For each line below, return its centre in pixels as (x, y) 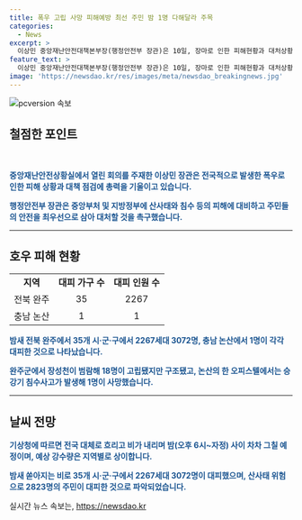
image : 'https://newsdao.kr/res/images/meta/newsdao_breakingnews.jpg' (146, 77)
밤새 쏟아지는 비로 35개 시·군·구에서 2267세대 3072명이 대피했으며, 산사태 (139, 476)
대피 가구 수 (81, 283)
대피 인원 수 (137, 283)
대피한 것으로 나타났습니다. (56, 351)
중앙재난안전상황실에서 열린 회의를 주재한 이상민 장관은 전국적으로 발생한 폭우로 (147, 175)
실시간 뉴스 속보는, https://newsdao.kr (78, 506)
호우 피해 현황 (45, 256)
